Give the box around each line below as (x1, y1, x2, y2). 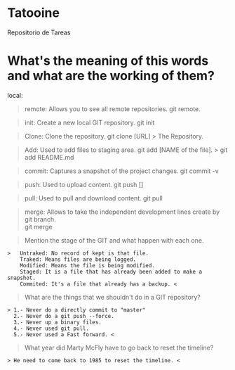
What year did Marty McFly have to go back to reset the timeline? (24, 343, 214, 352)
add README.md (24, 153, 74, 161)
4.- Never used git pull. (13, 325, 90, 332)
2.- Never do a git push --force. (13, 312, 114, 319)
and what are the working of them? (7, 68, 215, 84)
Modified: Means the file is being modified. (20, 262, 156, 269)
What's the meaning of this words (7, 53, 209, 69)
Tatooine (7, 5, 60, 21)
